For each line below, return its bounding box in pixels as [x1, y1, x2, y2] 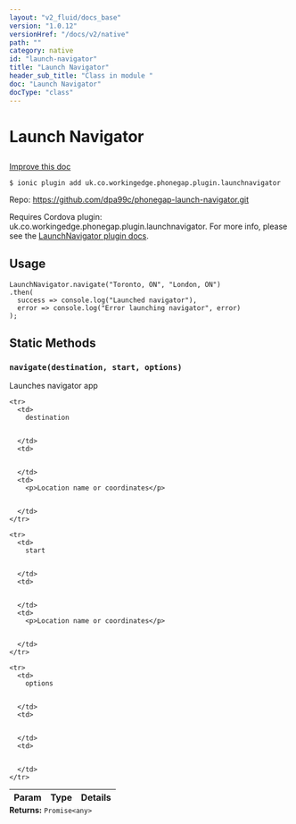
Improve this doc [9, 161, 71, 172]
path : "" [9, 38, 42, 47]
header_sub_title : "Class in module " [9, 71, 153, 80]
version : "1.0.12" [9, 21, 78, 30]
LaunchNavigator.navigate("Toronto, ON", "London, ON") [9, 280, 221, 289]
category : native [9, 46, 74, 55]
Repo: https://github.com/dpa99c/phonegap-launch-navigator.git [9, 194, 250, 205]
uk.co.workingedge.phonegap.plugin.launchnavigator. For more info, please [9, 221, 288, 231]
